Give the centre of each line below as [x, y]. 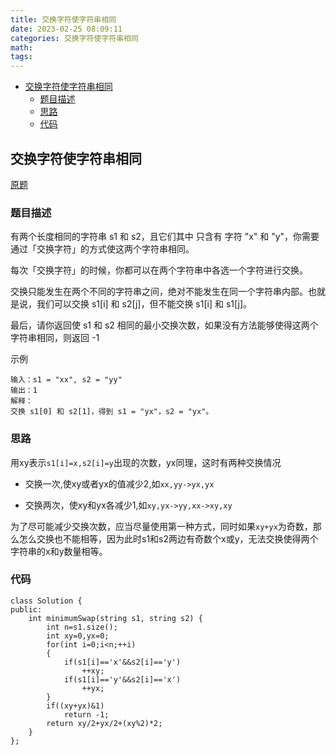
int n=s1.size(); [82, 627]
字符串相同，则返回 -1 [55, 338]
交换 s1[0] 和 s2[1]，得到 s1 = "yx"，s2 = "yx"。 [112, 412]
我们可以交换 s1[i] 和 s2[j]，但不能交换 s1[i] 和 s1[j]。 [144, 304]
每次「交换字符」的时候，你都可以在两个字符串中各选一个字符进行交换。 [159, 270]
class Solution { [46, 601]
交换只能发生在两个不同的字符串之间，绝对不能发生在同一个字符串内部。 [159, 292]
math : [21, 47]
